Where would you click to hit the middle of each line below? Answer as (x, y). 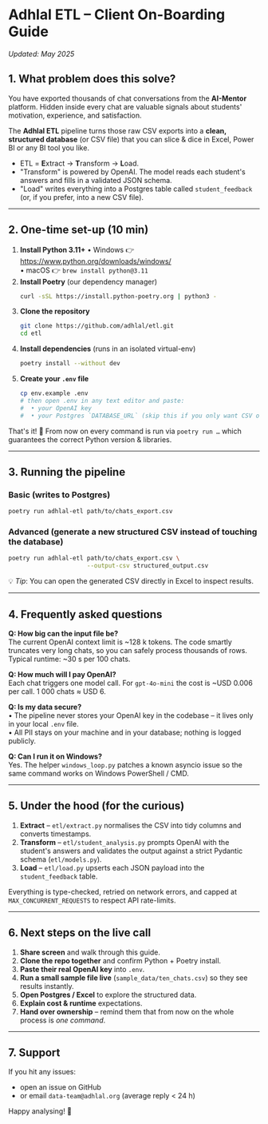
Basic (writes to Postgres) (59, 495)
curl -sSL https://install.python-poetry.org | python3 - (118, 296)
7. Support (34, 1052)
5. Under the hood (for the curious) (97, 806)
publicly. (22, 740)
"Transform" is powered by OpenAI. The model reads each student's (132, 171)
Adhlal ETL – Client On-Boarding (117, 15)
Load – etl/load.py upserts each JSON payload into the (112, 867)
